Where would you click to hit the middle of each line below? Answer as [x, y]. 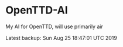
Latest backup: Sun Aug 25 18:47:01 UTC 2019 [61, 38]
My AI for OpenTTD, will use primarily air [54, 26]
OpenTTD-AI [37, 10]
